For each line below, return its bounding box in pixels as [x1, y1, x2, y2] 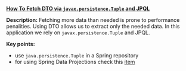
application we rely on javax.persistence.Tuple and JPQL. [6, 29, 150, 36]
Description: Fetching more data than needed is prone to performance [6, 17, 180, 23]
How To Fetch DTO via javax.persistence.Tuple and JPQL [6, 5, 150, 12]
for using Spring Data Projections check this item [14, 59, 135, 65]
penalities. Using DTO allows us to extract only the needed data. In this [6, 23, 180, 30]
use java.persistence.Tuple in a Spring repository [14, 52, 139, 59]
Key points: [6, 41, 35, 47]
